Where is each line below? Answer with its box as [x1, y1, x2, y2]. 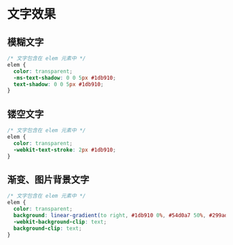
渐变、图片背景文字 [7, 174, 89, 185]
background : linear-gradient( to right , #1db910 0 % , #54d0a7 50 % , [13, 212, 207, 219]
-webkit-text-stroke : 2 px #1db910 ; [13, 146, 116, 153]
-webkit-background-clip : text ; [13, 218, 107, 226]
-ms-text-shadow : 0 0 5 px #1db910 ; [13, 74, 116, 81]
